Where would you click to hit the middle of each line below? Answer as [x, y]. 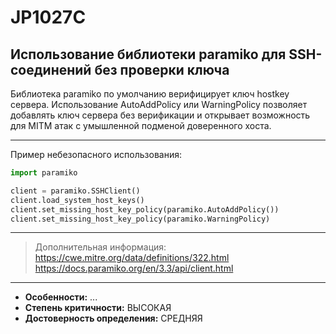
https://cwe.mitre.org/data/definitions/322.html [132, 258]
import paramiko [44, 173]
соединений [51, 69]
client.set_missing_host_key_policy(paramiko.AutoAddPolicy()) [145, 209]
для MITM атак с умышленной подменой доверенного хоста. [141, 125]
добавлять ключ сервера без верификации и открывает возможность [160, 115]
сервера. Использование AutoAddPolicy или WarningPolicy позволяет [159, 104]
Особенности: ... [61, 297]
